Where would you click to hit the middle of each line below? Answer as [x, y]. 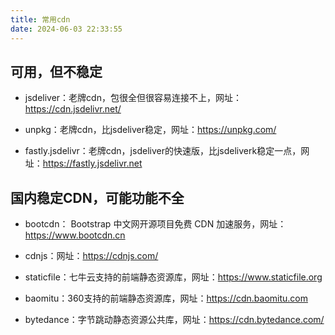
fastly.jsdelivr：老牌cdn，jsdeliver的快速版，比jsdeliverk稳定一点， [163, 151]
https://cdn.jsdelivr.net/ [73, 109]
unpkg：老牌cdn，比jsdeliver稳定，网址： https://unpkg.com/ [150, 130]
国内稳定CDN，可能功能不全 [97, 197]
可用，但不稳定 [56, 71]
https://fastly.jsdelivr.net [92, 163]
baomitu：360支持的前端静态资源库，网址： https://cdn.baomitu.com [166, 298]
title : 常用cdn [40, 19]
